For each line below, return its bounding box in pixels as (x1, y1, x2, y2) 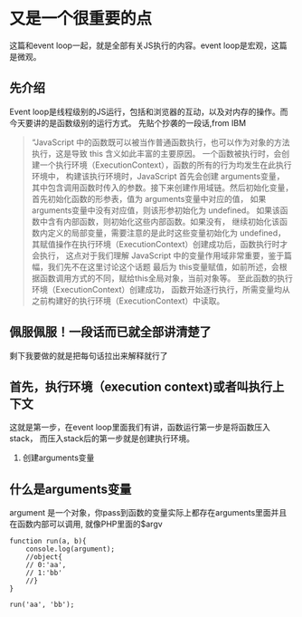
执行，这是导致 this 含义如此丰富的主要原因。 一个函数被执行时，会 (31, 148, 282, 159)
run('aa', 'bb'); (9, 600, 75, 610)
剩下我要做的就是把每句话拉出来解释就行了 (9, 350, 168, 361)
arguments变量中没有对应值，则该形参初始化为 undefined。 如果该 (31, 205, 280, 216)
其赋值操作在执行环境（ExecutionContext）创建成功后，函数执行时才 (31, 238, 288, 249)
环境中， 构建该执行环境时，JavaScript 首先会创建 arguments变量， (31, 170, 285, 181)
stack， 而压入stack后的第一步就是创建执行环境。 (9, 433, 195, 444)
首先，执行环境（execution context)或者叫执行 (9, 379, 273, 394)
